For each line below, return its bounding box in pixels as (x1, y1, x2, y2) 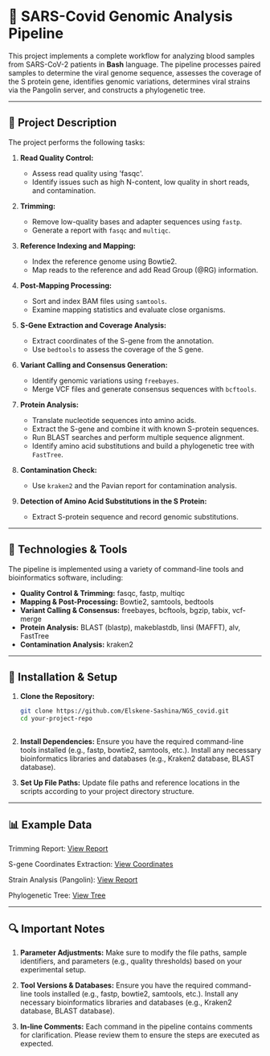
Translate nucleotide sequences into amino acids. (31, 415, 197, 425)
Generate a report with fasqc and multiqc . (31, 225, 171, 235)
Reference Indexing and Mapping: (19, 240, 137, 250)
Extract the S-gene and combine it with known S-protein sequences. (31, 424, 260, 433)
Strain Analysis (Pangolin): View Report (8, 874, 138, 884)
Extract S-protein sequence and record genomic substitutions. (31, 512, 239, 521)
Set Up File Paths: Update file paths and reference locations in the (19, 778, 240, 787)
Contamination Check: (19, 465, 98, 475)
